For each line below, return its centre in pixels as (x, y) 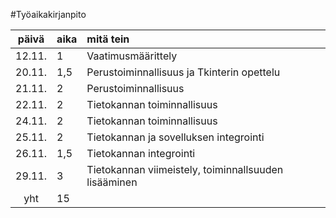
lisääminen (112, 182)
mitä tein (108, 39)
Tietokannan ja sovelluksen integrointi (175, 137)
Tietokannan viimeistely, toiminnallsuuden (185, 169)
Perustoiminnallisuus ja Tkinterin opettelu (183, 72)
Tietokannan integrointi (141, 153)
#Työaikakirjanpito (48, 14)
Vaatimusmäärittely (132, 56)
